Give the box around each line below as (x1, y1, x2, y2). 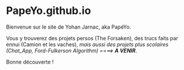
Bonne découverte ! (6, 58, 54, 65)
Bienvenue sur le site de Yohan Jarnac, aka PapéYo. (6, 23, 131, 30)
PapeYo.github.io (6, 4, 91, 17)
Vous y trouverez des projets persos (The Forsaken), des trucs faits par (6, 34, 179, 41)
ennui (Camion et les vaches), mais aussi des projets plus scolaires (6, 41, 169, 48)
